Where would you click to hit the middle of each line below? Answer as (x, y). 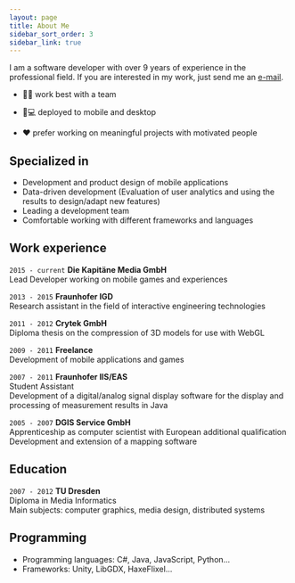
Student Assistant (41, 386)
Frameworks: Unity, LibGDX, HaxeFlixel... (97, 569)
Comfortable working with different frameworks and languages (138, 220)
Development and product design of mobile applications (125, 183)
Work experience (58, 248)
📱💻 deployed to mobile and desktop (89, 112)
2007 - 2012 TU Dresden (55, 490)
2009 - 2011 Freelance (51, 349)
